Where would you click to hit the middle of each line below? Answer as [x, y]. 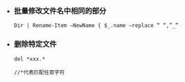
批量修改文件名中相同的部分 [60, 10]
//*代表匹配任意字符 [39, 72]
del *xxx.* [29, 59]
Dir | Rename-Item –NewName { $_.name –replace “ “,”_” [96, 25]
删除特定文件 [35, 44]
